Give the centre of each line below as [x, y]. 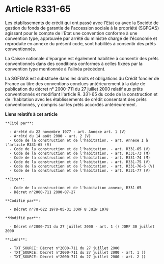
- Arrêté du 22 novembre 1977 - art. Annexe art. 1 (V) [68, 132]
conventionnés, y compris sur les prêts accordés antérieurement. [71, 104]
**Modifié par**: [23, 218]
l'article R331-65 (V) [28, 145]
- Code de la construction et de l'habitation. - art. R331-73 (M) [80, 153]
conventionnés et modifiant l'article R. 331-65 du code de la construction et [82, 94]
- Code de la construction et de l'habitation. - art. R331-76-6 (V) [82, 166]
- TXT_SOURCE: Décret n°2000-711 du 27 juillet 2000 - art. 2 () [78, 257]
